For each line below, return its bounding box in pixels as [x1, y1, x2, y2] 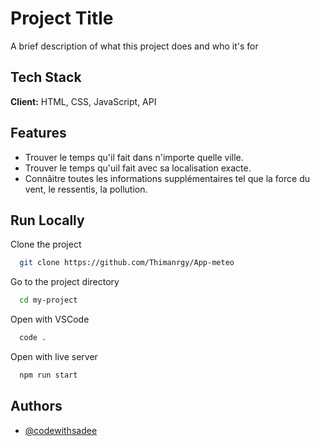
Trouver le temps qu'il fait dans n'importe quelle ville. [24, 151, 244, 163]
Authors [10, 398, 63, 415]
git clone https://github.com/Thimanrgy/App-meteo [19, 258, 235, 268]
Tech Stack [10, 69, 82, 86]
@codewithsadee [24, 424, 98, 436]
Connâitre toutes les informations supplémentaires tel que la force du [24, 172, 310, 184]
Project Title [10, 7, 114, 30]
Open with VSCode [10, 313, 90, 326]
